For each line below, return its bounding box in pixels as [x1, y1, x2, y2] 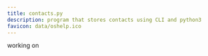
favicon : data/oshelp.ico [7, 23, 81, 29]
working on [7, 42, 39, 50]
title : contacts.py [7, 10, 63, 17]
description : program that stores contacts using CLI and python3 [7, 16, 202, 23]
